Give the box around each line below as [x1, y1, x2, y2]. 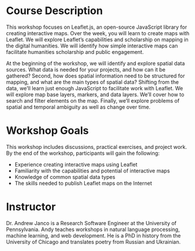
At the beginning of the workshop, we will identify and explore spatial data [6, 60, 186, 67]
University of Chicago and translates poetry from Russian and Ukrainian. [6, 238, 181, 245]
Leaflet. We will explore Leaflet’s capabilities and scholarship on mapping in [6, 36, 189, 43]
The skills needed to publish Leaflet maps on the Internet [14, 179, 152, 186]
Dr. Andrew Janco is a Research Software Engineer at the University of [6, 219, 177, 226]
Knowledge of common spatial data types [14, 173, 115, 180]
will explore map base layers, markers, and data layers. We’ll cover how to [6, 91, 184, 98]
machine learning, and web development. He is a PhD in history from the [6, 232, 181, 239]
